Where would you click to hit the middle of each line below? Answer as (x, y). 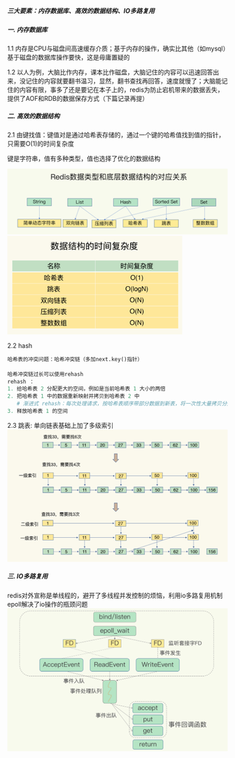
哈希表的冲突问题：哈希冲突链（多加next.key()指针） (75, 359)
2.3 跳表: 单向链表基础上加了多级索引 (60, 425)
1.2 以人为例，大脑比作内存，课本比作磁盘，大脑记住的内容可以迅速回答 (110, 72)
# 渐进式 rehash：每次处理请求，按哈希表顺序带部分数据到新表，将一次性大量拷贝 (119, 404)
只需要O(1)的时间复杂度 (41, 144)
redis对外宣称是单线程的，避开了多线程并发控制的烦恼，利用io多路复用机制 (115, 595)
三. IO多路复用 (28, 576)
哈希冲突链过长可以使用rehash (45, 374)
